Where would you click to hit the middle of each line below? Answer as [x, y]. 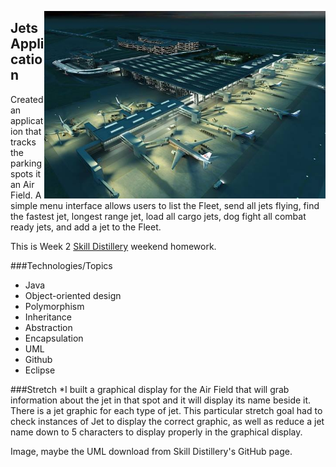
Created [27, 99]
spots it [26, 173]
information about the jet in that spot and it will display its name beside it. [161, 400]
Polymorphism [54, 306]
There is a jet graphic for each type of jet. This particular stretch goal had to [166, 410]
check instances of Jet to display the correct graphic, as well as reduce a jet [167, 421]
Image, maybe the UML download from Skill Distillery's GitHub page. [151, 451]
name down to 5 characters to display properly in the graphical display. [156, 432]
